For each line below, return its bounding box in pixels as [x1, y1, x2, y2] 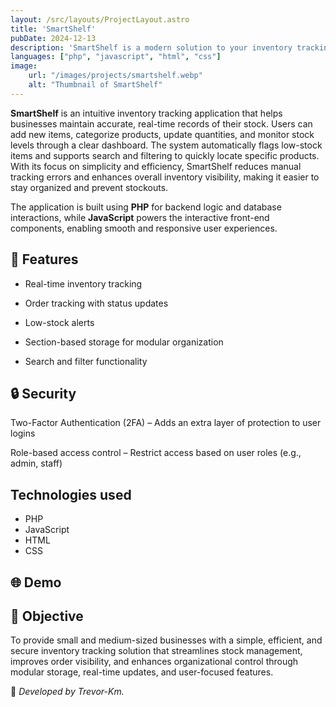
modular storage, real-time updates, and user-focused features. [10, 666, 274, 678]
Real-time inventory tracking [24, 277, 143, 290]
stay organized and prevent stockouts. [10, 181, 169, 193]
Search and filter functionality [24, 355, 148, 367]
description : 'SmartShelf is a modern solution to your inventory [10, 42, 293, 53]
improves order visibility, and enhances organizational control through [10, 656, 299, 668]
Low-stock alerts [24, 316, 95, 328]
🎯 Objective [10, 607, 84, 625]
